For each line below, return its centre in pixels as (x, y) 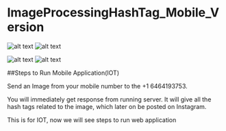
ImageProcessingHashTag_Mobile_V (113, 13)
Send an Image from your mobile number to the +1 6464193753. (98, 86)
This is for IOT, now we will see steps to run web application (92, 120)
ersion (26, 27)
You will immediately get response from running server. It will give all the (109, 99)
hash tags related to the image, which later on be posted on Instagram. (107, 106)
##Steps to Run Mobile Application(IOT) (63, 73)
